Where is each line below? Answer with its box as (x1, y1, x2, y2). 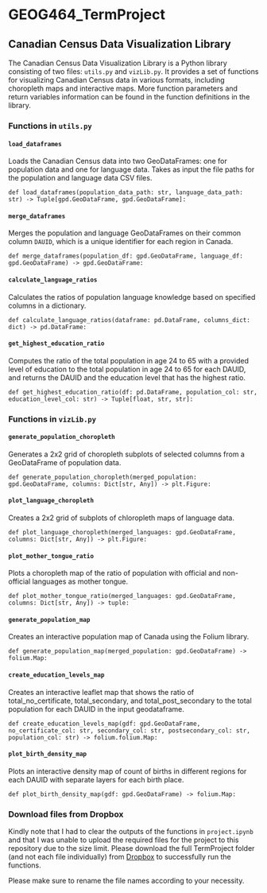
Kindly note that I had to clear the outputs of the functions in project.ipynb (8, 827, 254, 837)
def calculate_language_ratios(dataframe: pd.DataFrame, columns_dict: (8, 316, 250, 324)
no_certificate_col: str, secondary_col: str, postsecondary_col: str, (8, 726, 250, 735)
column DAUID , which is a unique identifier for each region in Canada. (8, 237, 234, 247)
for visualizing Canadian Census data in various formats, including (8, 76, 225, 84)
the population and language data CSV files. (8, 173, 153, 183)
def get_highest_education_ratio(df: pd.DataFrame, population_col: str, (8, 388, 258, 396)
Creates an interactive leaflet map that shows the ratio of (8, 687, 195, 697)
